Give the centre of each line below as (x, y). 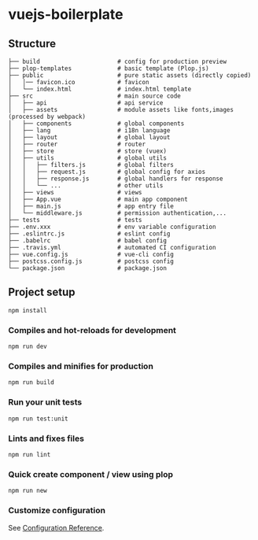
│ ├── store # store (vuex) (88, 151)
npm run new (28, 491)
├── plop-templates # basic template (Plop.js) (109, 68)
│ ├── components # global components (96, 124)
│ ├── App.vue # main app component (98, 199)
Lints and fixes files (46, 438)
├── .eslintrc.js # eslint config (89, 234)
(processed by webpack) (47, 117)
